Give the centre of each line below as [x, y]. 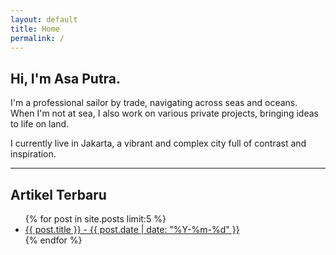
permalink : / [37, 38]
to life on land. [40, 124]
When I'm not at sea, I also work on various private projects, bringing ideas [164, 113]
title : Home [35, 29]
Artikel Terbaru [58, 194]
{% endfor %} [53, 240]
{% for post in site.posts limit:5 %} [95, 219]
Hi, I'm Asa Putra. [66, 78]
